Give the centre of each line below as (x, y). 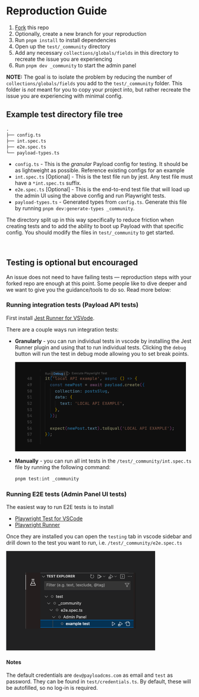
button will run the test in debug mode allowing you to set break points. (102, 354)
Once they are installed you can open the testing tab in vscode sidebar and (99, 536)
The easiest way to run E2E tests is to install (60, 507)
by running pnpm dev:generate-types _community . (75, 208)
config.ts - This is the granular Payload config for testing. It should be (101, 164)
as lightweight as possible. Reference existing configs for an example (99, 170)
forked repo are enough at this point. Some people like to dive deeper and (97, 283)
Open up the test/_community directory (62, 46)
